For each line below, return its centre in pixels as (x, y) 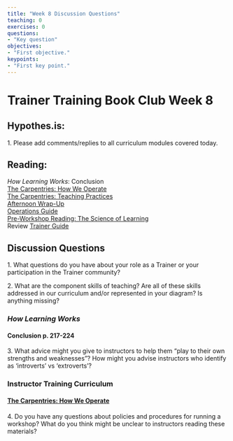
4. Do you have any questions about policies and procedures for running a (114, 416)
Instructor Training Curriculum (60, 384)
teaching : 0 (24, 20)
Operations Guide (33, 211)
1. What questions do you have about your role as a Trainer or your (103, 265)
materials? (22, 431)
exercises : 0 (26, 27)
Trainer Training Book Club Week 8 (110, 100)
